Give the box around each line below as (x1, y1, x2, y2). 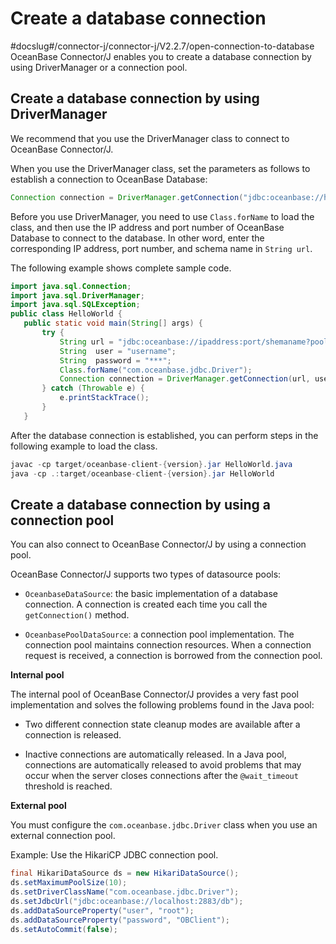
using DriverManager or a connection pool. (10, 61, 188, 73)
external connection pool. (10, 830, 116, 842)
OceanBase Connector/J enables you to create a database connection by (10, 50, 312, 62)
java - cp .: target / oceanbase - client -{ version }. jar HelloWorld (10, 468, 275, 479)
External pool (10, 800, 67, 812)
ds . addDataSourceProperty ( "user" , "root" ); (10, 905, 195, 916)
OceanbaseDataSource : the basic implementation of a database (24, 588, 278, 600)
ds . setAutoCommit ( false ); (10, 924, 118, 934)
